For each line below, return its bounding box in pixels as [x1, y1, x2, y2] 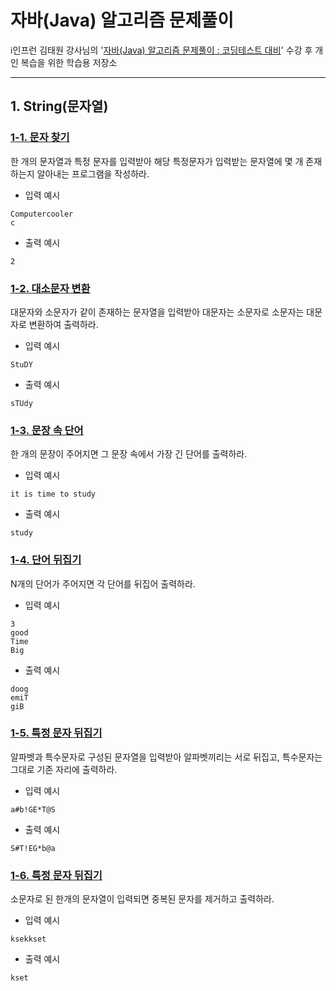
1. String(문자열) [10, 98, 109, 115]
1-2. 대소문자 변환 [10, 281, 91, 295]
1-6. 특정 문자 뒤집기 [10, 868, 103, 882]
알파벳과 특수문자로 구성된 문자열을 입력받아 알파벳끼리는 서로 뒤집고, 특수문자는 [10, 751, 323, 763]
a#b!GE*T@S [10, 804, 56, 815]
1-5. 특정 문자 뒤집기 [10, 726, 103, 740]
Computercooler [10, 209, 74, 219]
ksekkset [10, 934, 47, 945]
